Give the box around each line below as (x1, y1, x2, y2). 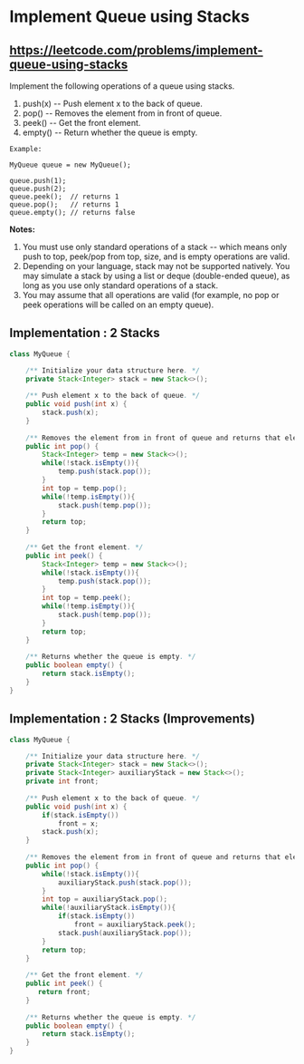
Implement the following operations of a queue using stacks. (9, 81, 235, 92)
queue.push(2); (9, 184, 67, 193)
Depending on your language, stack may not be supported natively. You (22, 261, 290, 271)
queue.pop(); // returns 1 (9, 200, 119, 209)
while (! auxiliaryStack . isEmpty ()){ (42, 904, 176, 913)
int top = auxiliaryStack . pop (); (42, 895, 168, 904)
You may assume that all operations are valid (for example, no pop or (22, 290, 280, 300)
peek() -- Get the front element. (22, 118, 141, 128)
